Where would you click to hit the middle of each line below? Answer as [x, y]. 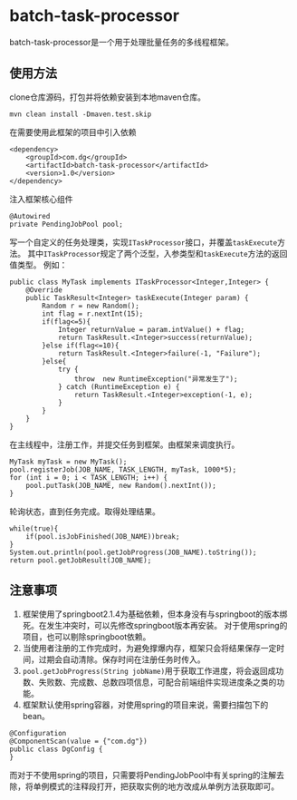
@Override [44, 290]
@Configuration [38, 733]
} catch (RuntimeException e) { [119, 386]
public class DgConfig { [56, 749]
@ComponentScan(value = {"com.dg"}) [78, 741]
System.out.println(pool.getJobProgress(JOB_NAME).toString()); [133, 552]
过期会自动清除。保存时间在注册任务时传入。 [122, 659]
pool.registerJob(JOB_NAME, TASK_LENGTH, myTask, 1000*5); [123, 469]
